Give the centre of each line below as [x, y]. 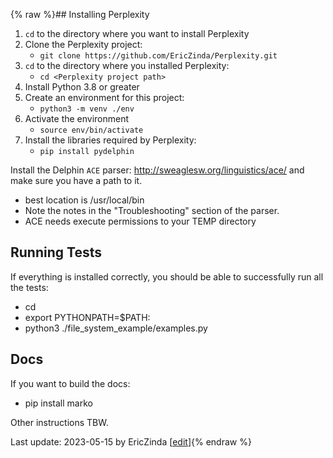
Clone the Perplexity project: [83, 44]
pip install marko [58, 403]
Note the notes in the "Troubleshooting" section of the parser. [152, 210]
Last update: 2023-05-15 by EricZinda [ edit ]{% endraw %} [131, 441]
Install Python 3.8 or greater [82, 87]
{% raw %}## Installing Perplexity [80, 14]
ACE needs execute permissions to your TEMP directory [140, 221]
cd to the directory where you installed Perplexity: [127, 65]
